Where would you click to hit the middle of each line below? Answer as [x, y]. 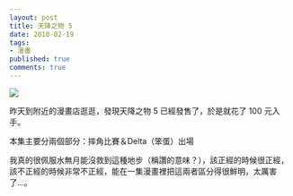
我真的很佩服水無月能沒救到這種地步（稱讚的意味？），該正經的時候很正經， [149, 160]
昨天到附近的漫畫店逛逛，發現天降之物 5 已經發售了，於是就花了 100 [136, 111]
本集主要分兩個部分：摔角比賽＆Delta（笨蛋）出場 [102, 141]
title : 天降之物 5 [41, 26]
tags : [19, 43]
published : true [40, 59]
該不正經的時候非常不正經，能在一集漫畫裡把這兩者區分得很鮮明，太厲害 [143, 171]
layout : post [34, 17]
